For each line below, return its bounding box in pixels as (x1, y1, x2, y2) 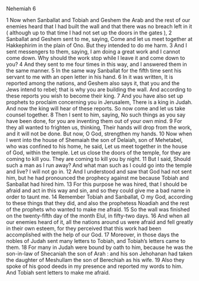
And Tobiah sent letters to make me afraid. (6, 269, 110, 276)
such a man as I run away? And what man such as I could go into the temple (6, 162, 192, 169)
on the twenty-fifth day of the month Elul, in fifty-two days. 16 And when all (6, 212, 190, 219)
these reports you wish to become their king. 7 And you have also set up (6, 92, 184, 99)
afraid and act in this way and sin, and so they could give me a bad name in (6, 187, 191, 194)
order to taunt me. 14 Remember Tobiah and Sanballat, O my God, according (6, 193, 193, 200)
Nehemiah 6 (6, 5, 36, 12)
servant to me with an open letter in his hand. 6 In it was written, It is (6, 74, 173, 80)
